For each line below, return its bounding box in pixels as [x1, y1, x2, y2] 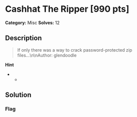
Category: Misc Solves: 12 [5, 20, 60, 26]
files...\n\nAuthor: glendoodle [17, 52, 77, 58]
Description [5, 34, 42, 42]
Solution [5, 91, 32, 99]
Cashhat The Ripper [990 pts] [5, 3, 130, 15]
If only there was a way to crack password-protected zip [17, 47, 133, 53]
